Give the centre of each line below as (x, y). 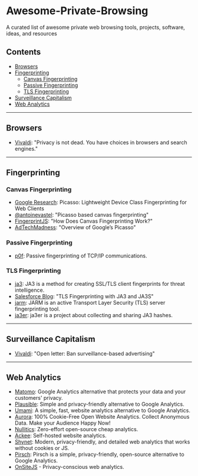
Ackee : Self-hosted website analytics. (61, 436)
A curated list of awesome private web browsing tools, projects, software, (96, 27)
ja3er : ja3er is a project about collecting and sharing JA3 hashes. (93, 315)
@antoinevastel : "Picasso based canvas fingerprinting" (82, 215)
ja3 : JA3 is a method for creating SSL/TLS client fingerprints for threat (100, 283)
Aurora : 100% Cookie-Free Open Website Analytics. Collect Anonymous (102, 417)
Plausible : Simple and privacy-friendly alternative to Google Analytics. (99, 404)
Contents (24, 52)
